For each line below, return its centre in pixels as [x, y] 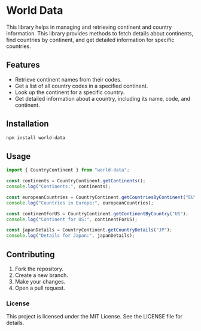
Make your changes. [40, 281]
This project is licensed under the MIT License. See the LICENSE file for [95, 317]
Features [23, 65]
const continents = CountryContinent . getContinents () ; [76, 181]
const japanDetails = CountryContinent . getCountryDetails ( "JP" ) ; [89, 230]
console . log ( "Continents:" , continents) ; [59, 186]
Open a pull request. [40, 288]
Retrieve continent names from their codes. [68, 79]
